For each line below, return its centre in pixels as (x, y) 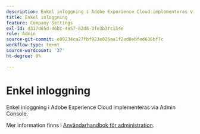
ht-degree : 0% (24, 56)
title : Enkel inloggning (37, 17)
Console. (17, 113)
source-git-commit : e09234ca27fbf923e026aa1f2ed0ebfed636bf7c (85, 39)
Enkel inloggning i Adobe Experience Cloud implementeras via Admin (91, 107)
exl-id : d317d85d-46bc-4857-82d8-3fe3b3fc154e (65, 28)
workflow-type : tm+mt (33, 45)
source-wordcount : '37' (36, 51)
